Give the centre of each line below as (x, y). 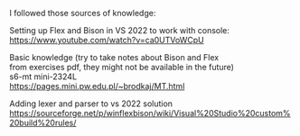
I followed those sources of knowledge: (83, 13)
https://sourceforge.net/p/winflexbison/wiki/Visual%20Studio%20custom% (150, 113)
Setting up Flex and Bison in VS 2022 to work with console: (120, 30)
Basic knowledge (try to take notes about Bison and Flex (114, 57)
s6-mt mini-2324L (43, 77)
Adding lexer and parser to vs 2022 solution (91, 104)
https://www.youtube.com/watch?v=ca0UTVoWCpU (107, 40)
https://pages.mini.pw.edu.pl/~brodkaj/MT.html (97, 86)
